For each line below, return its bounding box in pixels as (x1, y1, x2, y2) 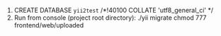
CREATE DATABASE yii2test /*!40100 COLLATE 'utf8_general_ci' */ (13, 6, 214, 14)
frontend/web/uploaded (13, 21, 84, 29)
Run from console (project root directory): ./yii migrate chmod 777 (13, 13, 207, 22)
